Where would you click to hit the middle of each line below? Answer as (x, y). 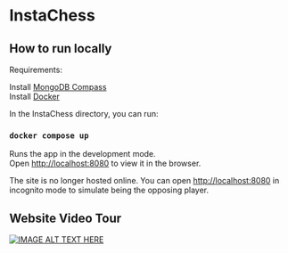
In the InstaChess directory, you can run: (84, 114)
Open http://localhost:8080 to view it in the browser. (105, 163)
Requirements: (36, 69)
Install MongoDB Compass (58, 87)
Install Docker (34, 96)
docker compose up (49, 135)
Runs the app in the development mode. (82, 154)
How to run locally (61, 49)
